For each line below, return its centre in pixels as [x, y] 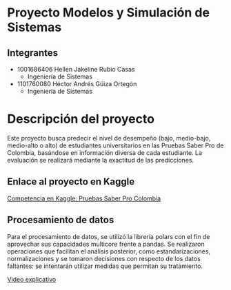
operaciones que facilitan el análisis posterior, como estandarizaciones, [109, 251]
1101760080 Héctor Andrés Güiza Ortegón [77, 84]
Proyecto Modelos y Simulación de [109, 13]
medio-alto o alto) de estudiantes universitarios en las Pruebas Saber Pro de [115, 145]
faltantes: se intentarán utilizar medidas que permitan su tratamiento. [105, 266]
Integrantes [33, 53]
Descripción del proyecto [81, 119]
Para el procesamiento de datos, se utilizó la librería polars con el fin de [109, 236]
